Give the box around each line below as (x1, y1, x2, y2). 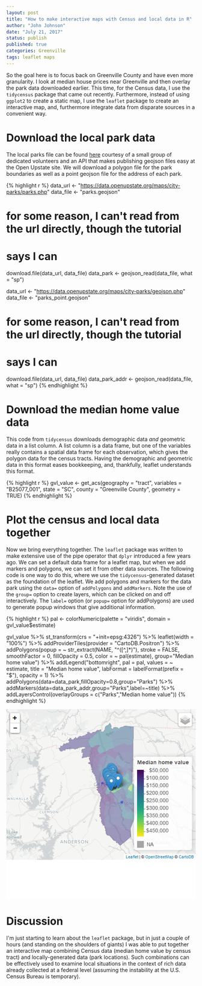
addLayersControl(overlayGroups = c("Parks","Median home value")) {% (6, 690, 186, 698)
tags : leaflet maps (6, 54, 55, 60)
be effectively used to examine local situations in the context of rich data (6, 959, 186, 967)
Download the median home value (6, 403, 180, 417)
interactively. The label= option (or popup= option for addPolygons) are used (6, 597, 194, 604)
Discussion (6, 914, 63, 928)
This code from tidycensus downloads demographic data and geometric (6, 435, 186, 443)
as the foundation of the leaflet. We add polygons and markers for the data (6, 578, 191, 585)
